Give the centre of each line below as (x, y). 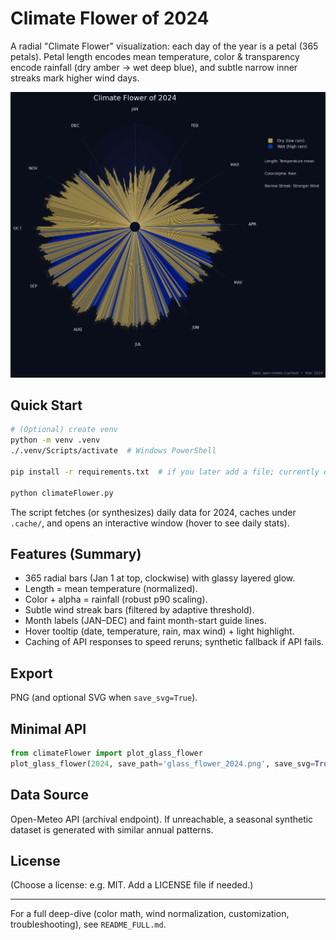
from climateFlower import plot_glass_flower (106, 753)
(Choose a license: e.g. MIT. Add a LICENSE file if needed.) (132, 885)
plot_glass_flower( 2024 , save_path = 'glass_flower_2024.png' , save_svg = (162, 763)
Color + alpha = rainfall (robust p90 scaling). (116, 599)
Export (31, 673)
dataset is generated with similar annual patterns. (112, 829)
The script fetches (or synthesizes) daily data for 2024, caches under (153, 512)
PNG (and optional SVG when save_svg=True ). (104, 698)
